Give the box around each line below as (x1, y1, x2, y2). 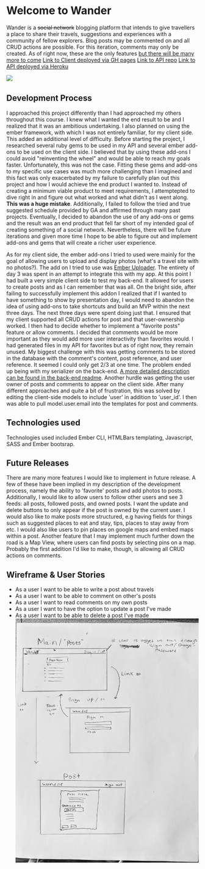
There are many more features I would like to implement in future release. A (6, 474, 196, 481)
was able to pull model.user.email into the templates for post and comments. (6, 400, 198, 407)
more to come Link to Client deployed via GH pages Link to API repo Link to (6, 56, 196, 63)
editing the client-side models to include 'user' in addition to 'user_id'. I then (6, 393, 197, 400)
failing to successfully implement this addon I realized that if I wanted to (6, 289, 187, 297)
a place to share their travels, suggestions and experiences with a (6, 30, 172, 37)
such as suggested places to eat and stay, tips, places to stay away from (6, 519, 189, 527)
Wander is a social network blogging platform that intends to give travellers (6, 24, 195, 31)
